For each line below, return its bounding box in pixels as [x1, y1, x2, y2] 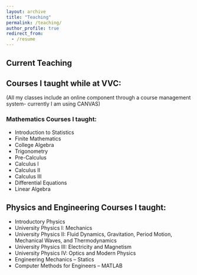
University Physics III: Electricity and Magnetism [14, 244, 132, 251]
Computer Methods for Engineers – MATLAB [14, 262, 123, 270]
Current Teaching [6, 58, 73, 68]
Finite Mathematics [14, 135, 61, 142]
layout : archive [6, 8, 46, 15]
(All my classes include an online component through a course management [6, 94, 191, 101]
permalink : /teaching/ [6, 20, 62, 25]
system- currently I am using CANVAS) [6, 100, 101, 107]
